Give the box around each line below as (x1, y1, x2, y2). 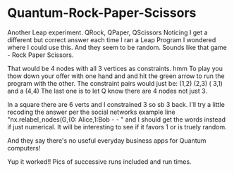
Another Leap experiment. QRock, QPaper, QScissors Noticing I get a (7, 28, 208, 37)
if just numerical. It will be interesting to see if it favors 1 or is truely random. (7, 122, 227, 131)
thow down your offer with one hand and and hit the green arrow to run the (7, 72, 225, 80)
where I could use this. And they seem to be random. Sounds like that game (7, 43, 227, 51)
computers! (7, 143, 41, 152)
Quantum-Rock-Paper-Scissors (7, 5, 197, 21)
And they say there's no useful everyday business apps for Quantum (7, 136, 207, 145)
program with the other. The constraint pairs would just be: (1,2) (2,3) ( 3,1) (7, 79, 223, 87)
